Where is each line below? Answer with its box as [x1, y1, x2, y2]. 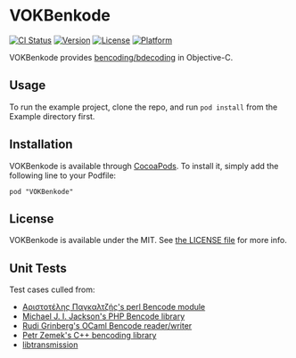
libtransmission [21, 339, 78, 350]
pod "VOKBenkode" [9, 187, 74, 196]
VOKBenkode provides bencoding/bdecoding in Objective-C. [9, 52, 234, 62]
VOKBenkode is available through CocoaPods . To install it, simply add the [9, 160, 279, 171]
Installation [9, 137, 73, 152]
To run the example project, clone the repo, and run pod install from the [9, 102, 278, 112]
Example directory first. [9, 110, 95, 121]
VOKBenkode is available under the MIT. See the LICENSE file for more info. [9, 235, 287, 246]
